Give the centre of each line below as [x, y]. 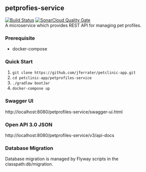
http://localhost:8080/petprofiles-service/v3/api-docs [60, 135]
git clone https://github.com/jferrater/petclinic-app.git [74, 73]
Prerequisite [20, 38]
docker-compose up [31, 88]
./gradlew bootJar [31, 84]
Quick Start [19, 62]
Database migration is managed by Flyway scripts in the [62, 159]
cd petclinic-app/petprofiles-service [52, 78]
